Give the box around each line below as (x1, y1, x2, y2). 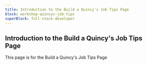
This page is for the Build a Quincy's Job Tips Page (5, 54, 108, 61)
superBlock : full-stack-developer (5, 16, 75, 21)
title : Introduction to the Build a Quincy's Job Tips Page (5, 7, 130, 12)
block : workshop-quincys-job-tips (5, 12, 75, 16)
